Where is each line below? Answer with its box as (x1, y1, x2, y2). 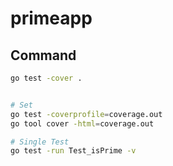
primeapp (10, 7, 93, 30)
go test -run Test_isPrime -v (10, 146, 137, 156)
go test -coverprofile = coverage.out (10, 109, 163, 119)
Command (10, 47, 77, 64)
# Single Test (10, 137, 70, 147)
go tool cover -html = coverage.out (10, 118, 155, 129)
